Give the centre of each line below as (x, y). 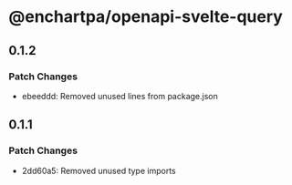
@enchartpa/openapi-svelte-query (146, 17)
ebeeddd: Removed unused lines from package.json (120, 96)
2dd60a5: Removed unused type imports (99, 170)
